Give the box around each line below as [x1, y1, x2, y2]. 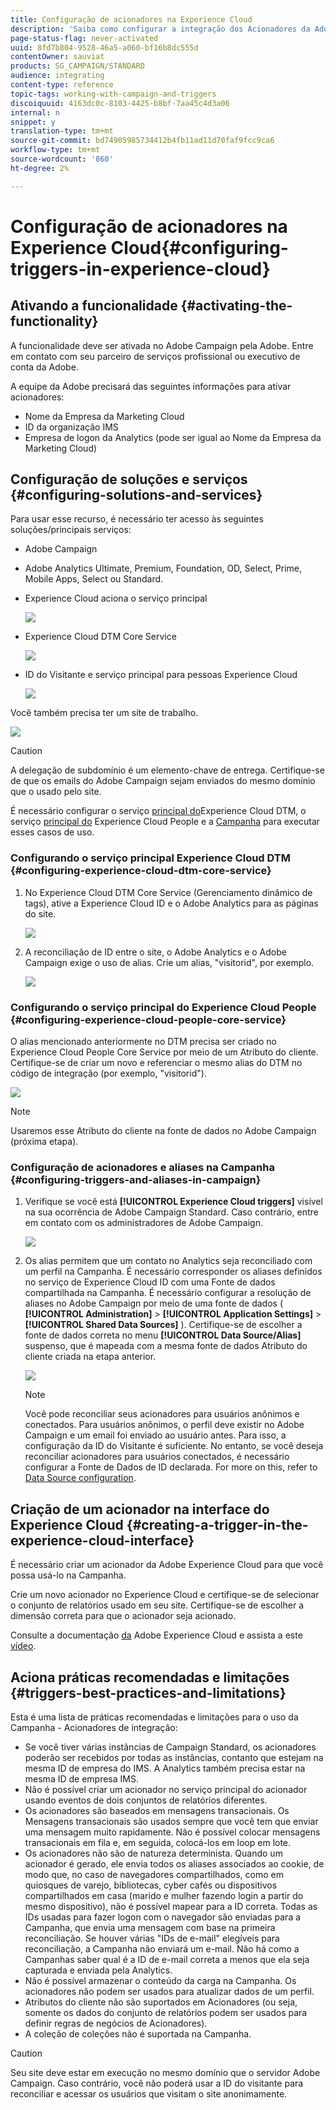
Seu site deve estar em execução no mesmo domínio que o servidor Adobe [10, 2066, 321, 2078]
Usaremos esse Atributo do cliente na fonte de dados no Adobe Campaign [10, 1125, 317, 1137]
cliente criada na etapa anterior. [24, 1351, 157, 1363]
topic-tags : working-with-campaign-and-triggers [10, 89, 217, 99]
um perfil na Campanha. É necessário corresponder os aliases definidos [24, 1266, 323, 1278]
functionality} [10, 313, 99, 330]
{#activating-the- [180, 297, 293, 315]
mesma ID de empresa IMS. [24, 1772, 139, 1785]
